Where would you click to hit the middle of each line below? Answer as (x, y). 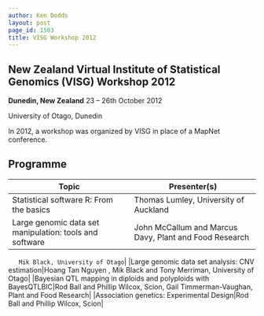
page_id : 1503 (31, 30)
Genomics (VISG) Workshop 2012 (92, 82)
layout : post (29, 23)
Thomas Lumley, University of (189, 199)
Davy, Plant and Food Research (192, 237)
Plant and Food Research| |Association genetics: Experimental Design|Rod (128, 295)
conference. (28, 139)
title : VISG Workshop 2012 (52, 37)
